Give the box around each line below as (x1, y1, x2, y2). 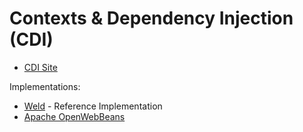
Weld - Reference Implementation (23, 100, 163, 112)
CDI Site (23, 61, 58, 73)
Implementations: (9, 80, 81, 92)
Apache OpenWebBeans (23, 110, 126, 122)
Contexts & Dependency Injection (9, 7, 294, 30)
